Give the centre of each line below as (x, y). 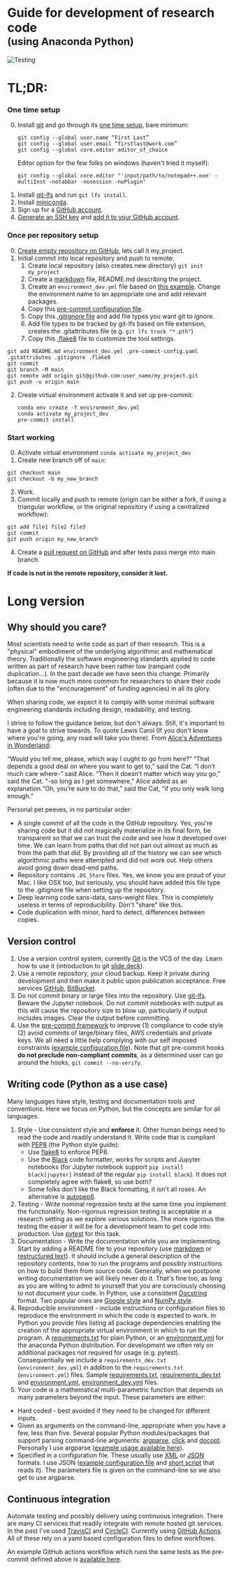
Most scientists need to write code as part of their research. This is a (106, 644)
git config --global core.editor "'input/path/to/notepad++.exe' (114, 176)
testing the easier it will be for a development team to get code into (114, 1226)
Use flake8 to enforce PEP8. (68, 1152)
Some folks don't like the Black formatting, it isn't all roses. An (117, 1189)
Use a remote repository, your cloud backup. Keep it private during (114, 973)
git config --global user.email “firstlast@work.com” (97, 144)
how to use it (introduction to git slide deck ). (81, 965)
